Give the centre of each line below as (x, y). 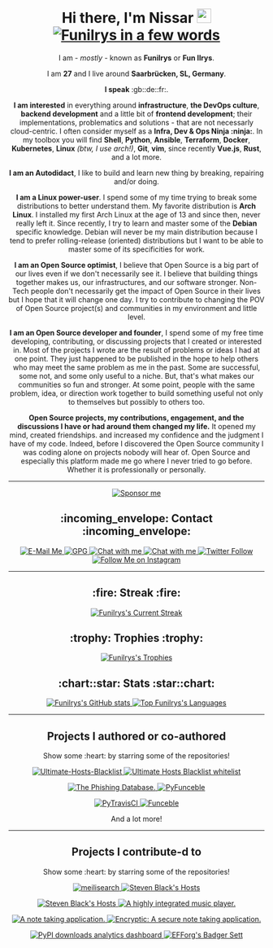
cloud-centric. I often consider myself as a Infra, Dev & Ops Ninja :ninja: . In (136, 131)
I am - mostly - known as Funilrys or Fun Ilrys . (136, 58)
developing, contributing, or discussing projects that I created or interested (136, 341)
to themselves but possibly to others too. (136, 402)
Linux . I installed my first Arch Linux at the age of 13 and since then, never (136, 214)
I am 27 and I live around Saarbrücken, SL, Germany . (136, 73)
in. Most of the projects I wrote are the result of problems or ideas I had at (136, 349)
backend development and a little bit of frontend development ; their (136, 113)
